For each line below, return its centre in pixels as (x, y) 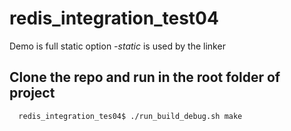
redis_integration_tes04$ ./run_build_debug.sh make (130, 116)
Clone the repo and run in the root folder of (145, 77)
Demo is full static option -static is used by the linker (117, 46)
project (32, 93)
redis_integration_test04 (114, 18)
